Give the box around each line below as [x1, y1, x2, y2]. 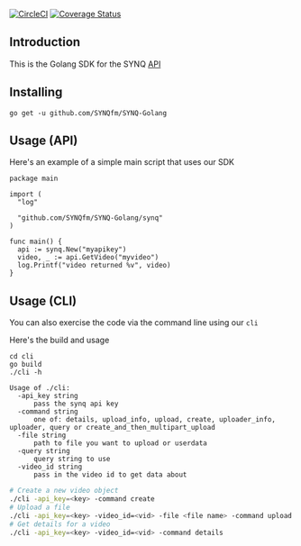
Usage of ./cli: [9, 384, 70, 393]
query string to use [32, 455, 111, 464]
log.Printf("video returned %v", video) [17, 261, 171, 270]
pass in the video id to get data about [32, 470, 187, 479]
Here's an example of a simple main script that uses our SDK [9, 157, 235, 168]
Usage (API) [9, 133, 78, 149]
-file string [17, 431, 67, 441]
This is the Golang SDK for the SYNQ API [9, 59, 161, 69]
